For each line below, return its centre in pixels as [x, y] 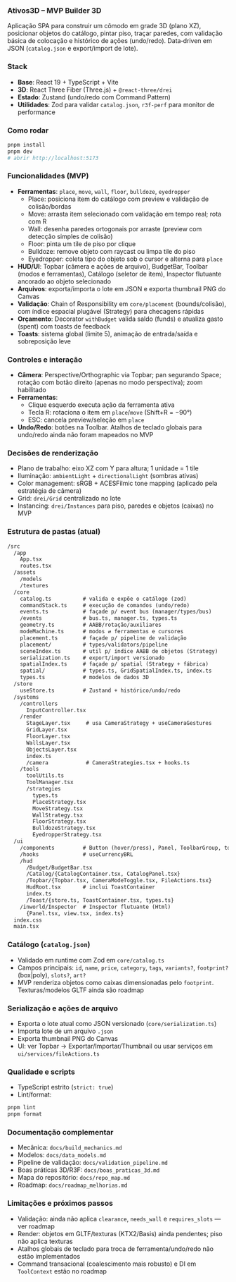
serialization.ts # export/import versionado [92, 658]
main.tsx [26, 927]
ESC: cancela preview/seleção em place [86, 420]
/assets [25, 573]
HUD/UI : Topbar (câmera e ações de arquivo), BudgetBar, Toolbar [113, 266]
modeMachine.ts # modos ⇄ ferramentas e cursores [102, 632]
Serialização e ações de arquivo [63, 1008]
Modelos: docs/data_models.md [62, 1155]
